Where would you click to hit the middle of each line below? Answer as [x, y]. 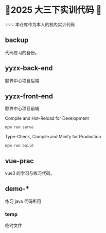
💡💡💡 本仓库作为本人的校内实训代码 [40, 24]
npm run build [19, 146]
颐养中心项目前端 [22, 108]
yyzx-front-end [29, 96]
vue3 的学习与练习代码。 [30, 173]
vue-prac [19, 161]
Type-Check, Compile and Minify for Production [53, 137]
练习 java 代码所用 [23, 201]
